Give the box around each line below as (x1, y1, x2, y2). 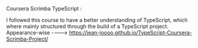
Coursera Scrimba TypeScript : (6, 5, 82, 12)
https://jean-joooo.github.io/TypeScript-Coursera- (69, 29, 192, 36)
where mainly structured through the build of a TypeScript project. (6, 23, 168, 30)
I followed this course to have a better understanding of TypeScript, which (6, 17, 188, 23)
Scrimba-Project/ (6, 36, 49, 42)
